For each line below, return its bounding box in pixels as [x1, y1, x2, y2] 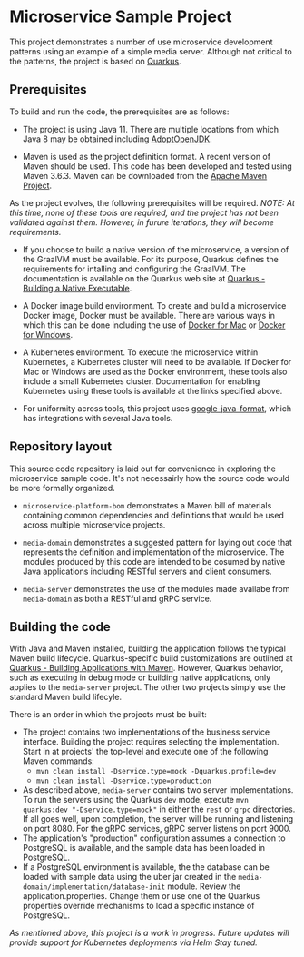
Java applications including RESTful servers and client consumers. [22, 566, 272, 577]
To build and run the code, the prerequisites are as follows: [9, 106, 230, 117]
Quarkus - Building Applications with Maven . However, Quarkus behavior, [9, 663, 284, 674]
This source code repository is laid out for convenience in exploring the [9, 463, 277, 474]
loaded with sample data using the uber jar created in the [22, 872, 237, 883]
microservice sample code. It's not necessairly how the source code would [9, 472, 290, 483]
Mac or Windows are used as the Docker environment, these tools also [22, 366, 288, 377]
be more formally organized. [9, 482, 115, 493]
